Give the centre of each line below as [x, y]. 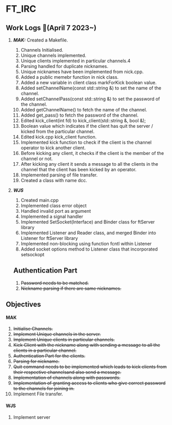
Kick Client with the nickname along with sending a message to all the [87, 345]
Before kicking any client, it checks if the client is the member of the [92, 153]
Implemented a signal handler [52, 216]
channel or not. [37, 159]
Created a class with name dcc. [54, 180]
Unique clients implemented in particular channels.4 [76, 61]
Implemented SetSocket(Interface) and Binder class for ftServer [88, 222]
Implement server [32, 417]
